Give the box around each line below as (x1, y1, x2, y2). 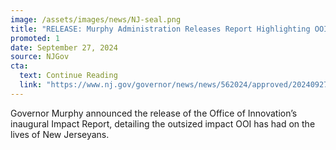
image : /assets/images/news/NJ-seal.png (10, 14, 182, 25)
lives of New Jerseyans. (10, 128, 110, 140)
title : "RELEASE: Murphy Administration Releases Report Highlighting (10, 24, 311, 34)
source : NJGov (10, 52, 70, 62)
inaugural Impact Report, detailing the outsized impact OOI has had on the (10, 117, 316, 130)
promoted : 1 (10, 33, 60, 43)
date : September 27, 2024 (10, 42, 118, 53)
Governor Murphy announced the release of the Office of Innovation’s (10, 107, 298, 119)
